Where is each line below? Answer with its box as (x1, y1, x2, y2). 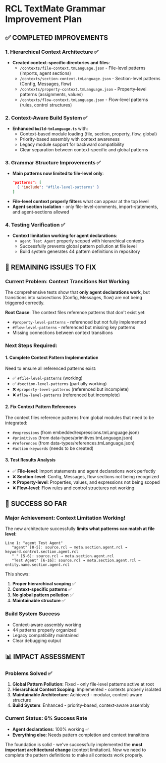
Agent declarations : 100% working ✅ (12, 726, 90, 732)
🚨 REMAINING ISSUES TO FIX (5, 263, 97, 271)
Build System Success (5, 610, 60, 617)
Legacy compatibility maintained (12, 632, 79, 638)
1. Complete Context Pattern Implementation (5, 354, 99, 360)
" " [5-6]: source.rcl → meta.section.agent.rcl (11, 553, 114, 559)
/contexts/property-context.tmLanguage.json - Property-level (19, 86, 147, 92)
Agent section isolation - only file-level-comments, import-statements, (12, 204, 159, 210)
